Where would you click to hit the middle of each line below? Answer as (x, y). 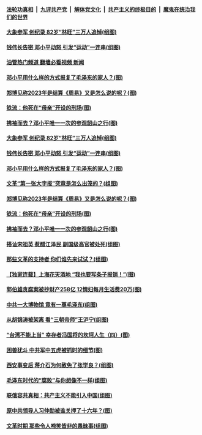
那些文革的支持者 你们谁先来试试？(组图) (57, 259)
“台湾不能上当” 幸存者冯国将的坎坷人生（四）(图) (68, 335)
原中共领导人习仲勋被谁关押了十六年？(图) (59, 411)
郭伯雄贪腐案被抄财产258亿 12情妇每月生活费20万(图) (74, 289)
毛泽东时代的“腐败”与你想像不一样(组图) (57, 380)
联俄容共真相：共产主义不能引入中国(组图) (59, 395)
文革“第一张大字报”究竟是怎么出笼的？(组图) (62, 184)
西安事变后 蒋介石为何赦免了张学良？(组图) (60, 365)
